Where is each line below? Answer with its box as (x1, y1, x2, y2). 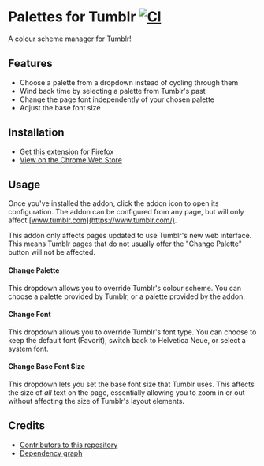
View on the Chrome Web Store (19, 155, 122, 165)
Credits (8, 419, 46, 433)
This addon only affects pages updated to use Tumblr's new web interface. (8, 231, 252, 240)
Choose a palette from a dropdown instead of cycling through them (19, 77, 239, 87)
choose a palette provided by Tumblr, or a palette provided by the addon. (8, 292, 246, 301)
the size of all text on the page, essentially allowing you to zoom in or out (8, 387, 246, 397)
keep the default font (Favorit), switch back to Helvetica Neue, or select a (8, 335, 246, 345)
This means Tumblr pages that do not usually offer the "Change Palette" (8, 239, 243, 248)
